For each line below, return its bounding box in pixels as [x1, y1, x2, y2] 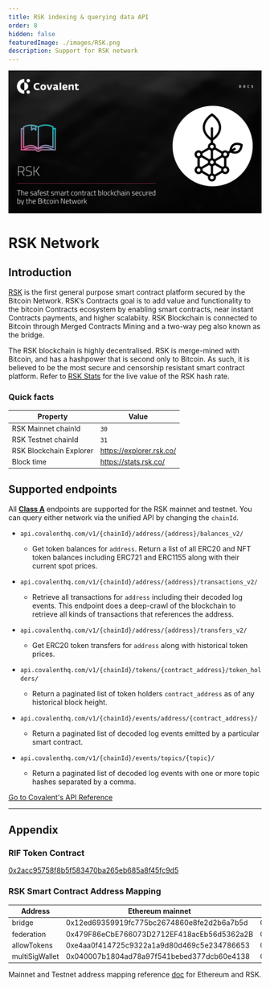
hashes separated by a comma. [31, 777, 137, 787]
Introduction [8, 266, 72, 279]
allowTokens [11, 940, 54, 950]
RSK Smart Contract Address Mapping [8, 886, 162, 897]
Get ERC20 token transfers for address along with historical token [31, 640, 248, 650]
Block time [11, 457, 47, 467]
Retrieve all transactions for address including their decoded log [31, 592, 243, 601]
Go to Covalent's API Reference [8, 792, 113, 802]
